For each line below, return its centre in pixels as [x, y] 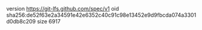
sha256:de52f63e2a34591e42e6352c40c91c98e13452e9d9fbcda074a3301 [101, 15]
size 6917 [49, 21]
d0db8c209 [21, 21]
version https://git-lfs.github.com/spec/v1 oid [63, 9]
